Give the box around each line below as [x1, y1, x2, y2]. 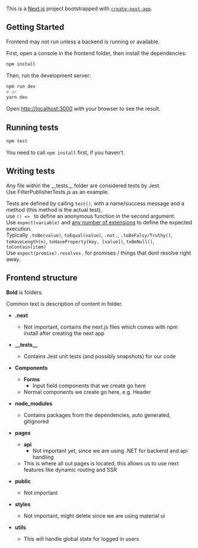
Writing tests [6, 166, 55, 176]
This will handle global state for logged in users [23, 535, 139, 542]
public [14, 477, 31, 484]
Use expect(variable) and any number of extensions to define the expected [6, 218, 193, 226]
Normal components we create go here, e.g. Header [23, 388, 151, 395]
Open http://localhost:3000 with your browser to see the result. [6, 105, 161, 112]
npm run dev [6, 83, 36, 89]
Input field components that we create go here [32, 382, 146, 389]
